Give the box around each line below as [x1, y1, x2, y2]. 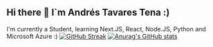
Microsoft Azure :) [6, 32, 58, 40]
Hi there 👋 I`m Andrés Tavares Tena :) [6, 7, 170, 18]
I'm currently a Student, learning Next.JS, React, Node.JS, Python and [6, 25, 207, 33]
